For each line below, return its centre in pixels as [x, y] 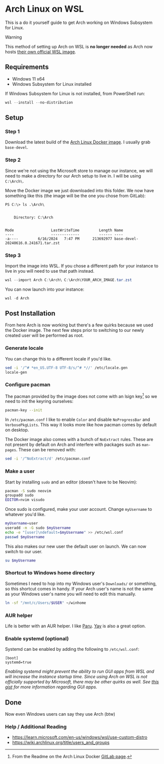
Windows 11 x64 [28, 79]
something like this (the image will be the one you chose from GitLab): [75, 196]
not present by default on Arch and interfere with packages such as [73, 444]
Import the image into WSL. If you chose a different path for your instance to [82, 266]
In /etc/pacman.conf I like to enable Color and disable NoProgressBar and [78, 420]
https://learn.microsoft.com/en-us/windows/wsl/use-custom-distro [80, 737]
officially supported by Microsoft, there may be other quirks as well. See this [82, 682]
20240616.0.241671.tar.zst [32, 243]
